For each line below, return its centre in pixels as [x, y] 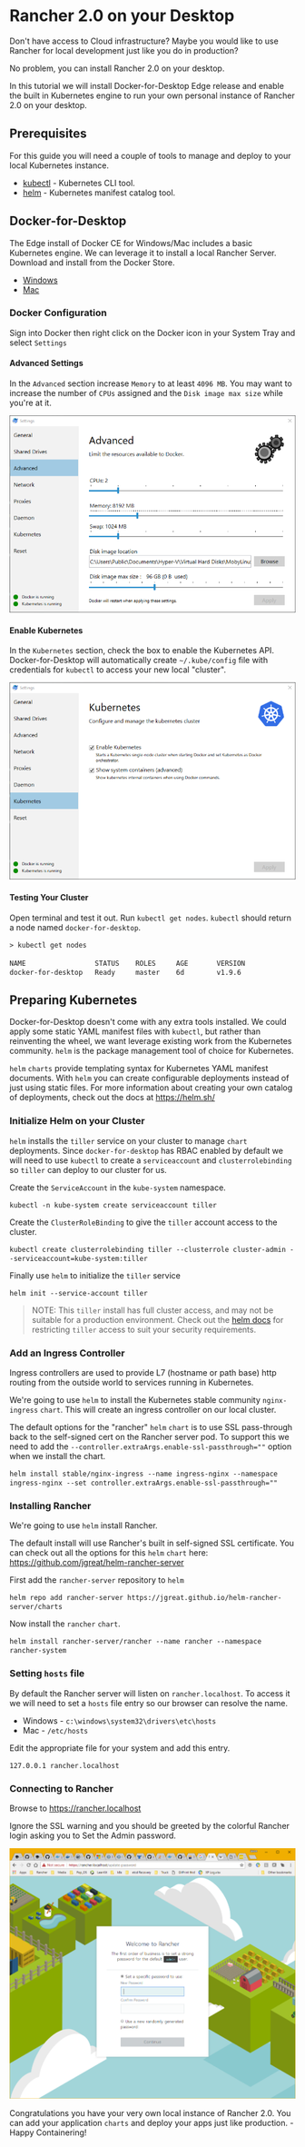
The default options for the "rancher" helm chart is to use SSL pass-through [151, 1427]
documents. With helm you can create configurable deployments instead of [149, 1078]
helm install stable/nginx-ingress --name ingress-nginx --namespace [144, 1474]
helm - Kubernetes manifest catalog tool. [99, 193]
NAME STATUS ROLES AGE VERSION [128, 963]
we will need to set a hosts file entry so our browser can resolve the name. [149, 1703]
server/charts [36, 1607]
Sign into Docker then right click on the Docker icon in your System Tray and [152, 333]
